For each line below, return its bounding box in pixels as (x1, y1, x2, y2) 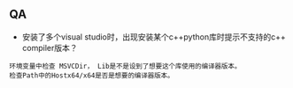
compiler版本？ (21, 42, 78, 53)
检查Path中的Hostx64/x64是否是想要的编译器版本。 (9, 70, 174, 80)
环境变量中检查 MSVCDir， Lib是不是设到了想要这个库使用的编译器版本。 (9, 62, 242, 70)
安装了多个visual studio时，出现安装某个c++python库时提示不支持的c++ (21, 31, 286, 42)
